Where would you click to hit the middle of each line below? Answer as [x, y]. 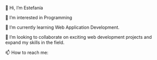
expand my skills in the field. [35, 42]
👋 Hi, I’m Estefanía [24, 8]
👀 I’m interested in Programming [39, 17]
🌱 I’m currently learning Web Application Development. [63, 27]
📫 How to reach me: [27, 52]
